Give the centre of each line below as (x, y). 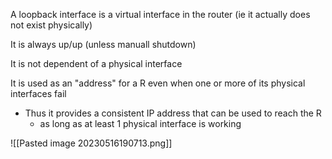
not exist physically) (51, 25)
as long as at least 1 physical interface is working (140, 123)
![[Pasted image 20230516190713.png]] (91, 143)
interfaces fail (38, 93)
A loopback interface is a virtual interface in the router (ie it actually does (160, 14)
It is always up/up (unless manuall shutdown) (103, 44)
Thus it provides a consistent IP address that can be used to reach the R (173, 113)
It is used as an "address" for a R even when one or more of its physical (158, 83)
